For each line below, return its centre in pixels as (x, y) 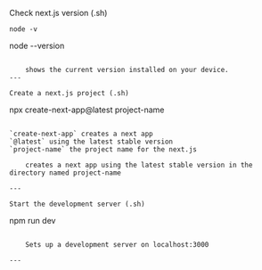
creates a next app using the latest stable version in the (139, 165)
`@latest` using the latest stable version (91, 142)
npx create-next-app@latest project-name (87, 110)
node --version (37, 45)
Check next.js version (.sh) (58, 13)
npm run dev (33, 221)
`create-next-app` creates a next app (81, 134)
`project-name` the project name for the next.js (103, 150)
